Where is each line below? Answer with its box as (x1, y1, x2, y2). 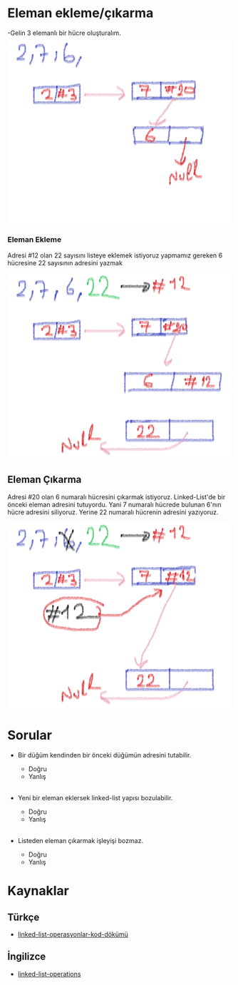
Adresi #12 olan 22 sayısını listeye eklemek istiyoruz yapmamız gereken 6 (7, 251, 223, 260)
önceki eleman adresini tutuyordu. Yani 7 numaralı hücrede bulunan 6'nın (7, 500, 222, 509)
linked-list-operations (17, 969, 81, 978)
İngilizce (7, 951, 46, 963)
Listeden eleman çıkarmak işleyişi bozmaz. (17, 837, 144, 845)
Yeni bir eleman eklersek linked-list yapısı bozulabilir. (17, 794, 173, 802)
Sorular (7, 728, 52, 743)
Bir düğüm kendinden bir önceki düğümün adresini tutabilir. (17, 751, 192, 760)
